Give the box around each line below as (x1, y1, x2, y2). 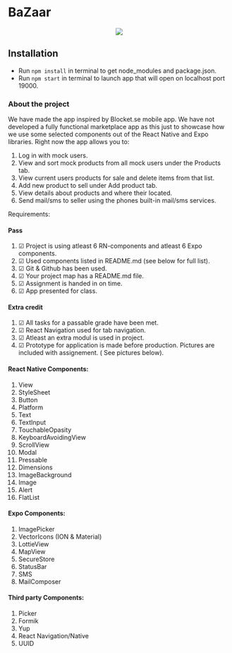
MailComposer (18, 577, 61, 586)
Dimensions (18, 463, 53, 472)
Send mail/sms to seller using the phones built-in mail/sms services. (18, 196, 216, 205)
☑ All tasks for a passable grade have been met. (18, 318, 159, 327)
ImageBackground (18, 470, 72, 479)
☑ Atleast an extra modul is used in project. (18, 333, 145, 342)
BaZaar (8, 4, 51, 20)
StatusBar (18, 562, 47, 570)
